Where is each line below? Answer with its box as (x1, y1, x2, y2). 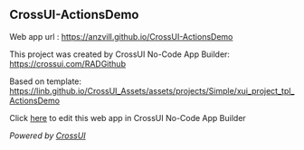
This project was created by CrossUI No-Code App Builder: (9, 49, 231, 60)
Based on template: (9, 76, 82, 87)
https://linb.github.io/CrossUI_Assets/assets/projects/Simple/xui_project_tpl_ (9, 85, 295, 96)
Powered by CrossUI (9, 130, 86, 141)
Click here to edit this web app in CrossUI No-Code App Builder (9, 112, 246, 123)
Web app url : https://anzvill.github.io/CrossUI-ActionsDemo (9, 31, 233, 42)
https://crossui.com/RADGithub (9, 58, 127, 69)
